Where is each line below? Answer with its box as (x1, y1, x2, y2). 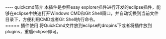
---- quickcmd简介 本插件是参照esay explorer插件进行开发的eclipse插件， (5, 4, 157, 10)
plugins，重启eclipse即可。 (5, 29, 61, 34)
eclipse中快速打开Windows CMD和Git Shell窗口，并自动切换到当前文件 (13, 10, 159, 16)
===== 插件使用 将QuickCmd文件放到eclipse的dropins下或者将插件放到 (5, 22, 152, 28)
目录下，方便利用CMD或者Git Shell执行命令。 (5, 17, 98, 22)
